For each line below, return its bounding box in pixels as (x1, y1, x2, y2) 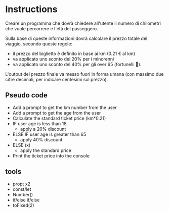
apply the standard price (20, 147, 72, 153)
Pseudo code (5, 91, 48, 99)
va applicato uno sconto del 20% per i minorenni (12, 56, 114, 62)
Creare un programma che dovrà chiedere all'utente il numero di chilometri (5, 20, 161, 26)
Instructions (5, 4, 58, 15)
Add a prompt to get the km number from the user (12, 104, 117, 111)
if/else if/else (12, 197, 40, 203)
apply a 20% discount (20, 126, 66, 132)
